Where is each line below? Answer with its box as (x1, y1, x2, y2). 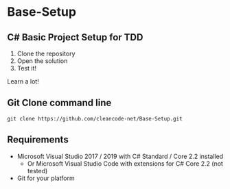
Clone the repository (16, 49, 76, 58)
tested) (27, 166, 48, 175)
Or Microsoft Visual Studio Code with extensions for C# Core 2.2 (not (27, 159, 223, 168)
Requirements (7, 134, 69, 146)
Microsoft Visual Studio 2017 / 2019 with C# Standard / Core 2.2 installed (16, 152, 224, 160)
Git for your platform (16, 174, 75, 182)
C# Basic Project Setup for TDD (7, 32, 143, 43)
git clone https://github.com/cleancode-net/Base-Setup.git (7, 115, 183, 122)
